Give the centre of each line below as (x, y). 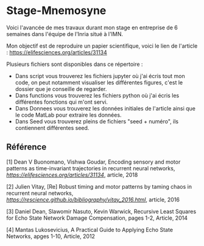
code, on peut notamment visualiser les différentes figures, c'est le (99, 82)
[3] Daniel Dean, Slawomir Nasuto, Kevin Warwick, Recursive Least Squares (101, 211)
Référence (26, 147)
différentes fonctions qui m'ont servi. (62, 102)
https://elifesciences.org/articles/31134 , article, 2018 (72, 175)
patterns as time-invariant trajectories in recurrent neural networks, (91, 168)
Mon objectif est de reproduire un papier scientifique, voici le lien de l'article (102, 46)
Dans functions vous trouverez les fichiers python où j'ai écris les (97, 95)
